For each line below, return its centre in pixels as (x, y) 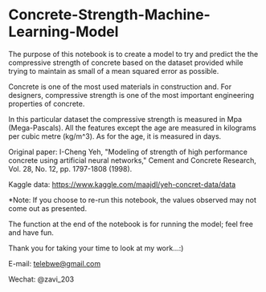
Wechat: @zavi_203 (41, 279)
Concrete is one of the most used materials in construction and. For (120, 87)
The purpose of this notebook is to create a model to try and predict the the (133, 54)
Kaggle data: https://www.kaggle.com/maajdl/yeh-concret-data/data (122, 184)
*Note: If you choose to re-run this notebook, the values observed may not (133, 200)
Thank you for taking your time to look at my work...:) (96, 248)
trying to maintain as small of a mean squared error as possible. (114, 71)
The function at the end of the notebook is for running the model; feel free (131, 224)
